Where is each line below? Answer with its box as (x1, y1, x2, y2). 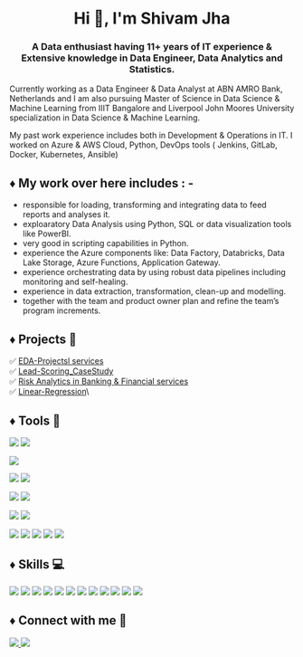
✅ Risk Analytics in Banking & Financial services (9, 376, 189, 387)
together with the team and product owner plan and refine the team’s (22, 296, 279, 307)
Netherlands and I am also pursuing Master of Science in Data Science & (9, 93, 280, 104)
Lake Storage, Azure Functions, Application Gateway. (22, 257, 222, 268)
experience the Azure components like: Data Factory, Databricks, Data (22, 248, 285, 259)
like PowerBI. (22, 228, 71, 239)
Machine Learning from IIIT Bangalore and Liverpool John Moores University (9, 103, 295, 114)
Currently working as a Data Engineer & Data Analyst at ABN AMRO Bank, (9, 83, 283, 94)
